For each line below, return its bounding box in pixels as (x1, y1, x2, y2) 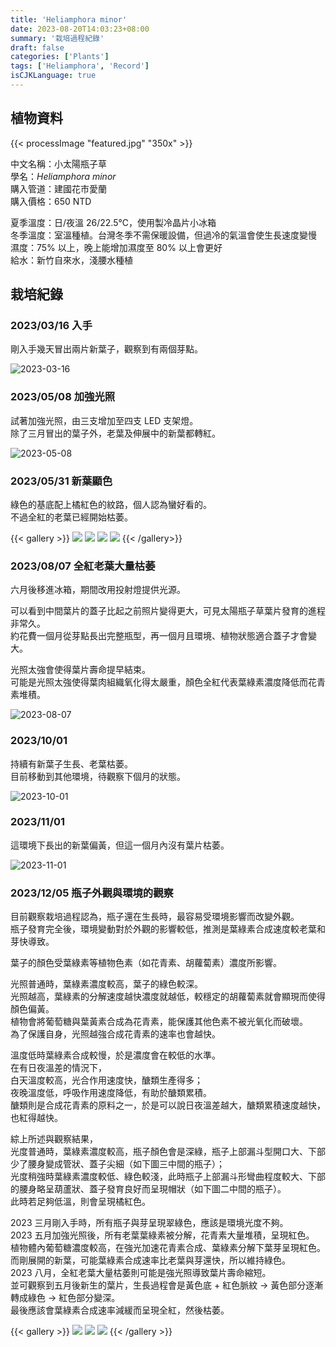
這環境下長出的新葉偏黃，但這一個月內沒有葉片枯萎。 (10, 839, 230, 851)
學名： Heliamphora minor (10, 170, 117, 182)
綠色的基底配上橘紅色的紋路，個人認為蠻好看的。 (10, 498, 212, 510)
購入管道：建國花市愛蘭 (10, 182, 107, 195)
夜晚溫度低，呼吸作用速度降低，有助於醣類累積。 (10, 1087, 212, 1099)
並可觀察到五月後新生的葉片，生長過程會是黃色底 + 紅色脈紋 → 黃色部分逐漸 (10, 1279, 324, 1291)
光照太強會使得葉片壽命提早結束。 (10, 664, 151, 676)
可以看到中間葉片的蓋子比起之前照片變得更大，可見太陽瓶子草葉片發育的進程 (10, 605, 326, 617)
